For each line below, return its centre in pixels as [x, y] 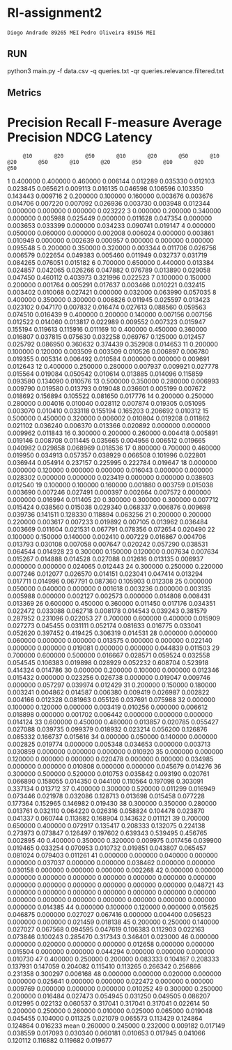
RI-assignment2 [55, 13]
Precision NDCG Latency [80, 138]
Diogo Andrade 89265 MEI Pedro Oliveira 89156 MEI [82, 33]
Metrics [24, 93]
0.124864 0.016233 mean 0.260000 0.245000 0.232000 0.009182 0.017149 [116, 1026]
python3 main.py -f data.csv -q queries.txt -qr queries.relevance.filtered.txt [116, 70]
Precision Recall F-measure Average [115, 123]
